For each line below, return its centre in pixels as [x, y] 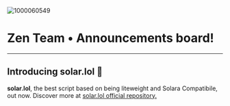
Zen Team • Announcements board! [111, 38]
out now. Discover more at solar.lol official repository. [82, 95]
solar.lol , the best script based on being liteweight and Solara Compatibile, [112, 88]
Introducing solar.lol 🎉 [55, 72]
